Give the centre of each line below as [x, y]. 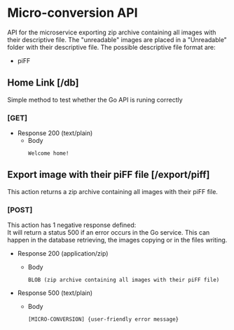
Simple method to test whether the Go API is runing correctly [95, 99]
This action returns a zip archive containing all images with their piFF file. [113, 191]
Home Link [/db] [43, 83]
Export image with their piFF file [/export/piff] [109, 175]
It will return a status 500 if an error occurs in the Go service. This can [109, 233]
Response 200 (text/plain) [55, 133]
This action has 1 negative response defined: [72, 225]
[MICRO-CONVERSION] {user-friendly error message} [103, 319]
